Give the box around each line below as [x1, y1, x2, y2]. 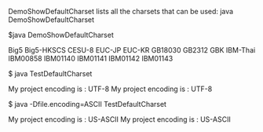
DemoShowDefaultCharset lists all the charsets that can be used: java [8, 7, 234, 16]
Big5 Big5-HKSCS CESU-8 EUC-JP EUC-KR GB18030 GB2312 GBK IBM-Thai [8, 46, 256, 54]
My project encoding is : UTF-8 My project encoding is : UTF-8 [8, 84, 213, 93]
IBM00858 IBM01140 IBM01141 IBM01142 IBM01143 [8, 54, 174, 63]
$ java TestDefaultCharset [8, 69, 93, 78]
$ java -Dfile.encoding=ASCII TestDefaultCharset [8, 100, 167, 108]
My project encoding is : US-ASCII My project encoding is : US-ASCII [8, 115, 232, 124]
